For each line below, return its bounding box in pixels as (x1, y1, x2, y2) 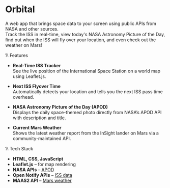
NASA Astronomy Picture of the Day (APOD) (12, 103, 108, 110)
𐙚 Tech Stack (5, 145, 34, 151)
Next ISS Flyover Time (12, 83, 61, 89)
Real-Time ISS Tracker (12, 62, 61, 68)
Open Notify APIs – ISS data (12, 172, 73, 178)
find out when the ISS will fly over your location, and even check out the (5, 37, 156, 43)
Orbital (5, 4, 35, 15)
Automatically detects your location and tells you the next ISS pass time (12, 88, 163, 95)
